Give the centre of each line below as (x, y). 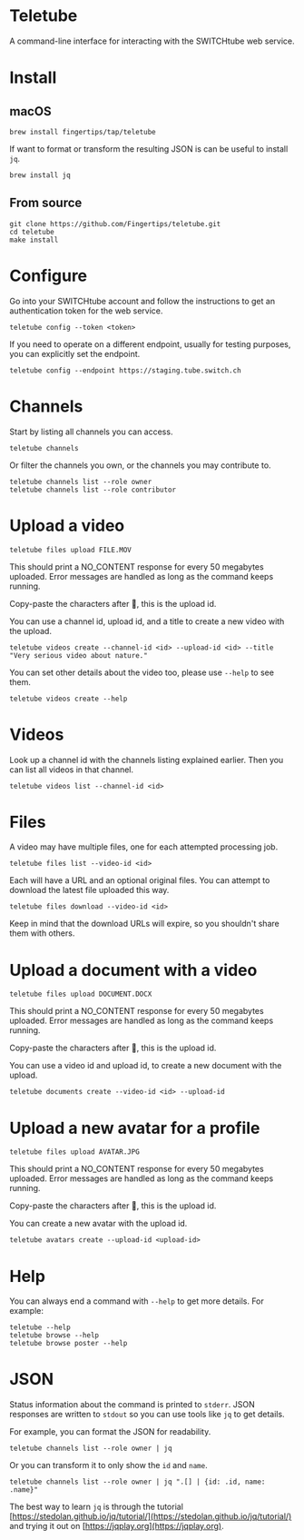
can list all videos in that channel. (72, 770)
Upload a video (67, 526)
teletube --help (40, 1327)
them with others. (42, 933)
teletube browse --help (54, 1336)
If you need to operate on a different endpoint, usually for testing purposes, (150, 344)
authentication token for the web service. (86, 311)
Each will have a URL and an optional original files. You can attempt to (140, 880)
